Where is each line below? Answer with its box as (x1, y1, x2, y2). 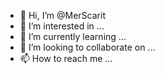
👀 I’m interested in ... (19, 20, 105, 32)
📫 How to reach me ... (19, 53, 113, 64)
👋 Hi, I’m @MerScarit (19, 10, 106, 21)
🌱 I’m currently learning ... (19, 31, 127, 42)
